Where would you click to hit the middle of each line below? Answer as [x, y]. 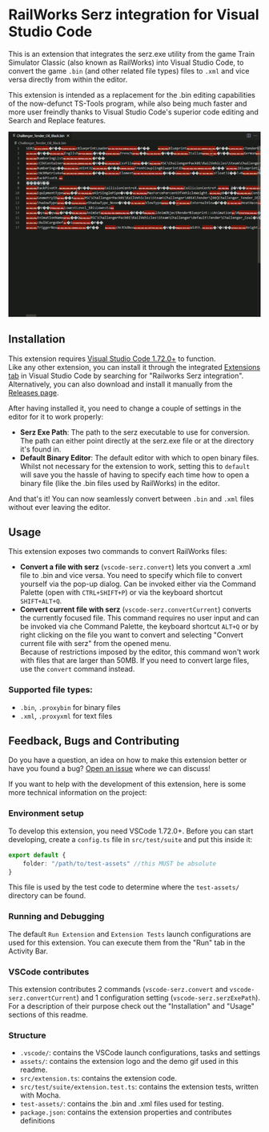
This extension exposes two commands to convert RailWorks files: [118, 552]
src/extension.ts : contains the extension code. [98, 1078]
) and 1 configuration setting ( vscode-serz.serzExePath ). [168, 998]
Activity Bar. [28, 951]
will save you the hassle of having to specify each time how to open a [134, 475]
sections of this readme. [48, 1014]
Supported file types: [51, 690]
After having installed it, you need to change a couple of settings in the [125, 408]
